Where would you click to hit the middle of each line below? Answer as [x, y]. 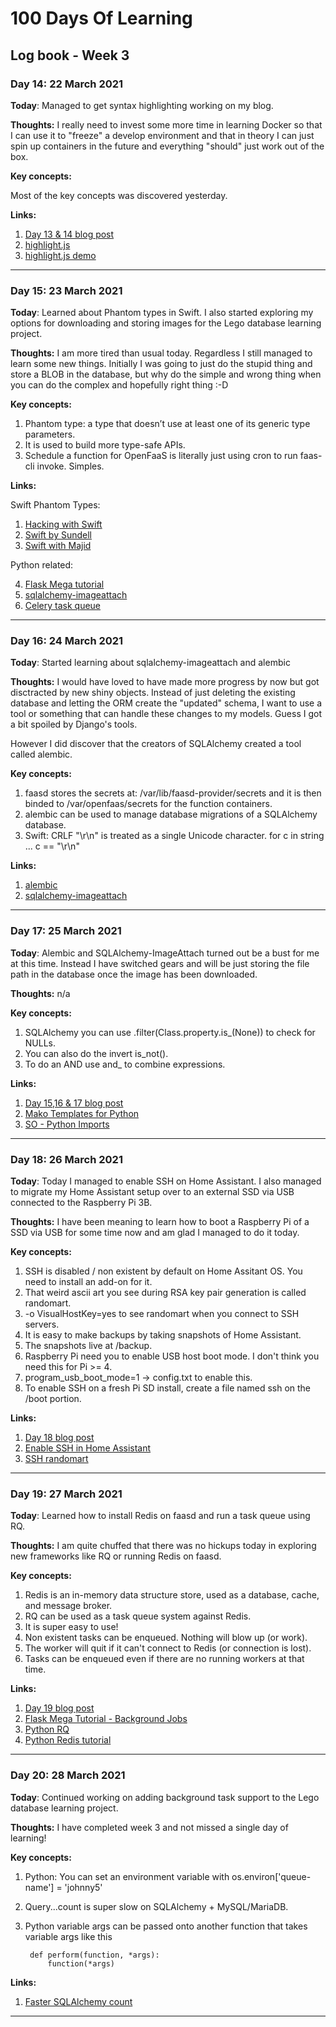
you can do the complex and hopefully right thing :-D [119, 385]
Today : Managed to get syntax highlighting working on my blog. [142, 105]
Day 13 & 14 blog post [69, 234]
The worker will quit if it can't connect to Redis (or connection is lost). [168, 1648]
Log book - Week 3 [70, 55]
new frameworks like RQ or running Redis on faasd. [116, 1556]
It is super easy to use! [71, 1627]
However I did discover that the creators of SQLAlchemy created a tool [156, 744]
